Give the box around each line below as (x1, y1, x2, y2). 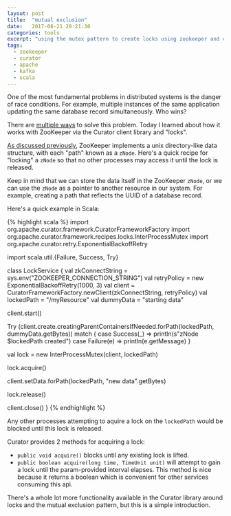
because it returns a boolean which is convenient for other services (16, 473, 209, 482)
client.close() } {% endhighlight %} (7, 404, 106, 412)
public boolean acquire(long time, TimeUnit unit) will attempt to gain (16, 458, 221, 466)
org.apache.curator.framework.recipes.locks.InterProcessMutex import (7, 233, 208, 241)
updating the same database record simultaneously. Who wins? (7, 107, 187, 116)
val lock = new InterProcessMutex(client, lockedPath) (7, 350, 158, 358)
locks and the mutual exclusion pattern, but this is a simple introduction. (7, 501, 211, 509)
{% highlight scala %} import (7, 218, 89, 226)
